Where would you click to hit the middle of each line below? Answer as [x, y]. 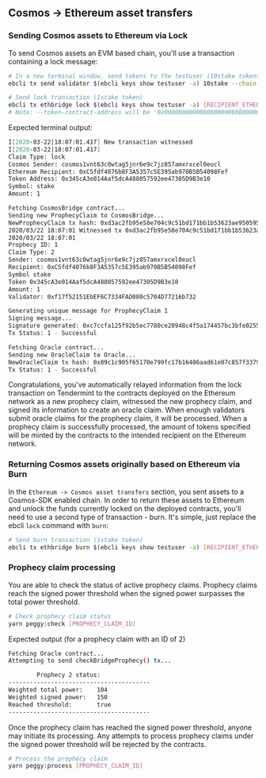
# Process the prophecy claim [58, 759]
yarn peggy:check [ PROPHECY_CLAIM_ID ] [72, 624]
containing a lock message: [53, 61]
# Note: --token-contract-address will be [79, 113]
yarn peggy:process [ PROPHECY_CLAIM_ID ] [76, 766]
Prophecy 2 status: [69, 675]
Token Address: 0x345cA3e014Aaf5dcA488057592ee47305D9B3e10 [110, 179]
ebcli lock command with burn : [58, 525]
